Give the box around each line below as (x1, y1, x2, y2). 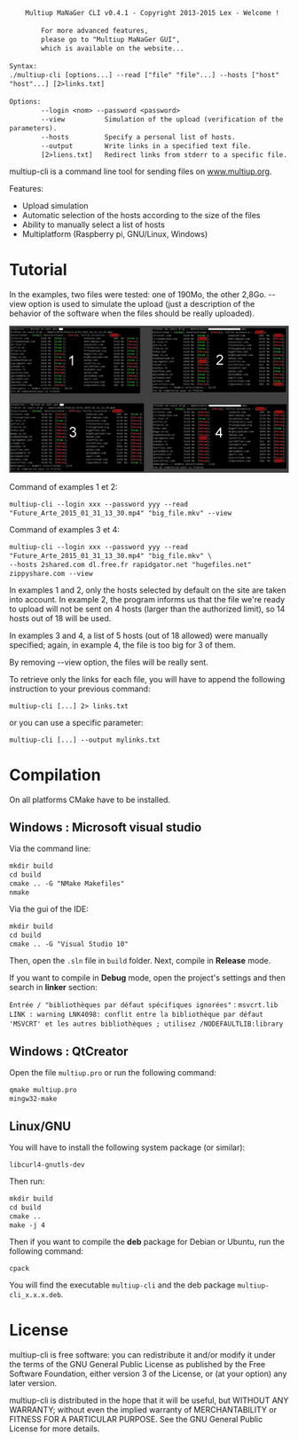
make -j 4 (9, 1221, 46, 1230)
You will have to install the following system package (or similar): (9, 1142, 246, 1153)
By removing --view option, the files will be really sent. (9, 657, 208, 667)
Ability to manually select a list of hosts (21, 219, 166, 230)
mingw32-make (9, 1095, 58, 1104)
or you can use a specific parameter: (9, 717, 144, 728)
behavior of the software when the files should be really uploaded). (9, 308, 255, 319)
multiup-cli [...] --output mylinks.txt (9, 736, 161, 744)
